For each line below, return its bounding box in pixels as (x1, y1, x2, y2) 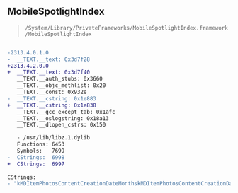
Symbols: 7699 (16, 148, 65, 155)
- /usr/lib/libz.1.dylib (16, 134, 91, 141)
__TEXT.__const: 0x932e (16, 88, 87, 96)
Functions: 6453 (16, 141, 65, 148)
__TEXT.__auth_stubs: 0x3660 (16, 76, 103, 83)
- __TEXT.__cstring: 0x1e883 (7, 95, 97, 102)
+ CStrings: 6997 (7, 160, 65, 168)
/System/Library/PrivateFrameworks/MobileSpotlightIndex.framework (24, 24, 228, 31)
